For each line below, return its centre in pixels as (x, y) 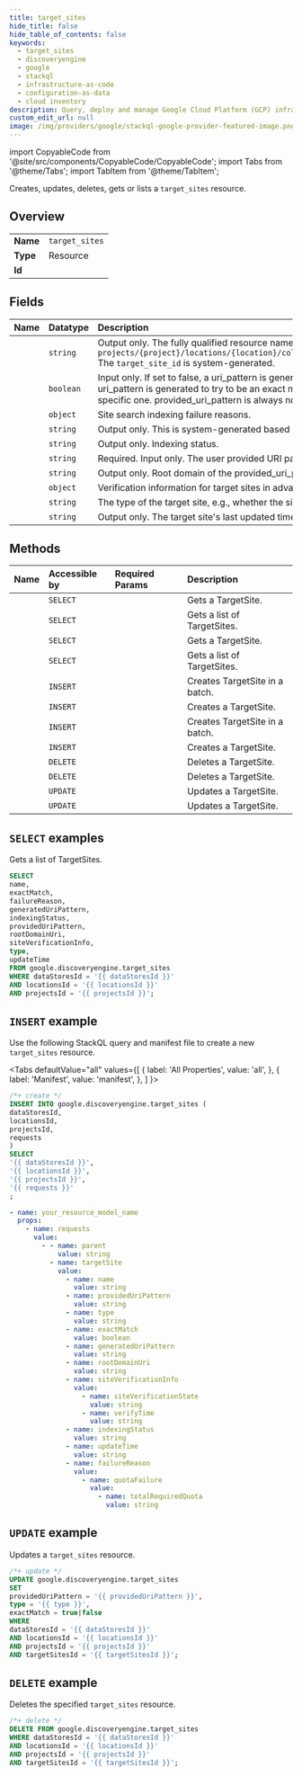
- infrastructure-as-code (66, 85)
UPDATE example (53, 1533)
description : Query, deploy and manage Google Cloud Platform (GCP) (140, 110)
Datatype (69, 327)
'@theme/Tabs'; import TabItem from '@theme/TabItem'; (114, 171)
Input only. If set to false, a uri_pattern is (182, 377)
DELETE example (53, 1682)
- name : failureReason (108, 1463)
